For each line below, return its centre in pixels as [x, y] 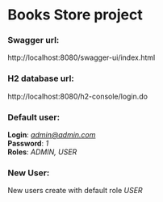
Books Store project [75, 15]
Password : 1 [28, 144]
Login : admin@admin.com [52, 135]
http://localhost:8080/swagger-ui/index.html [81, 57]
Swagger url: [33, 40]
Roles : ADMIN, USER [42, 152]
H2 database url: [41, 78]
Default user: [34, 117]
